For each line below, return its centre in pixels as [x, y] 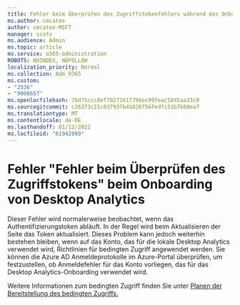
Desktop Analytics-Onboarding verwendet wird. [78, 272]
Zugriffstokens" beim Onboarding [110, 184]
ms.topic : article [35, 47]
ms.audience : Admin [36, 41]
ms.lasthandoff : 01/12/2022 [49, 127]
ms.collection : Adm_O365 [44, 74]
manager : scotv [30, 34]
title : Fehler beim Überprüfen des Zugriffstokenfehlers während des [113, 14]
